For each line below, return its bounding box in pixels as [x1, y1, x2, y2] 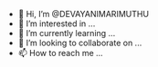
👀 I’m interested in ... [17, 18, 96, 29]
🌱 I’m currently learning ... [17, 28, 116, 38]
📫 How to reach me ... [17, 48, 103, 58]
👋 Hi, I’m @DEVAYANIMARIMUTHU [17, 9, 149, 19]
